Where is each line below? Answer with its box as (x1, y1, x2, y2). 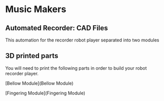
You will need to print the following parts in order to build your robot (5, 65, 147, 71)
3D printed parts (5, 52, 58, 60)
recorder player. (5, 70, 39, 76)
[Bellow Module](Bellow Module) (5, 80, 74, 86)
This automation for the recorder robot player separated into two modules (5, 37, 159, 43)
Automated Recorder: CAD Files (5, 24, 108, 32)
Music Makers (5, 4, 67, 15)
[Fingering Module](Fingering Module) (5, 90, 85, 96)
